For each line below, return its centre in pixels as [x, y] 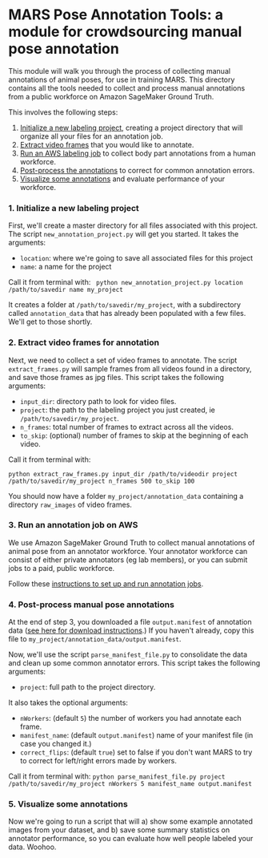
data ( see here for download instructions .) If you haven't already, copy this [131, 630]
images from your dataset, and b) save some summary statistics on [119, 830]
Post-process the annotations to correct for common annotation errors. [137, 170]
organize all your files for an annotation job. [92, 136]
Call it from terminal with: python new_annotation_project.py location [126, 282]
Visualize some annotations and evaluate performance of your [122, 179]
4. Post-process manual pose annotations [91, 605]
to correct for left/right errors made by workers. [98, 761]
